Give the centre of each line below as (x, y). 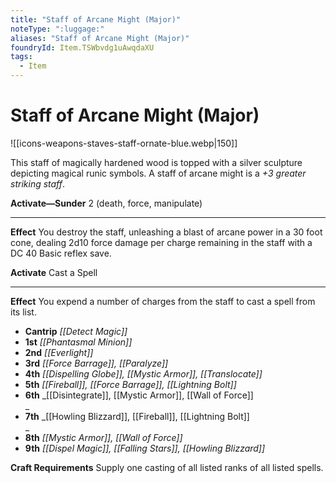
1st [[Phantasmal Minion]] (78, 342)
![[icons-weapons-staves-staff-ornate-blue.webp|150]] (124, 143)
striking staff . (38, 183)
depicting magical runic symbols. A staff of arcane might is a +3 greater (158, 173)
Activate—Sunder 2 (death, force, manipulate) (106, 203)
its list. (23, 312)
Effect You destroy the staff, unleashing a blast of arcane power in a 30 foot (166, 232)
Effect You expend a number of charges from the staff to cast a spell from (163, 301)
